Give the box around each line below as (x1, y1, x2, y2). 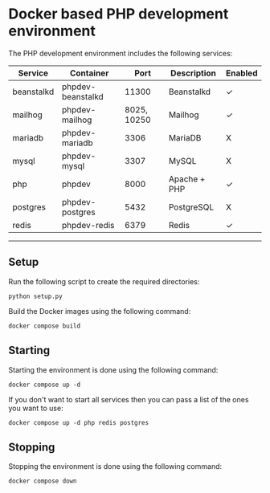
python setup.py (8, 292, 63, 300)
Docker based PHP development (8, 5, 229, 23)
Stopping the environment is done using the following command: (8, 462, 223, 471)
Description (170, 67, 217, 79)
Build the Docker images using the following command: (8, 306, 191, 316)
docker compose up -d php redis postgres (8, 418, 149, 426)
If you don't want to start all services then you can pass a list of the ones (8, 394, 249, 404)
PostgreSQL (168, 202, 215, 213)
